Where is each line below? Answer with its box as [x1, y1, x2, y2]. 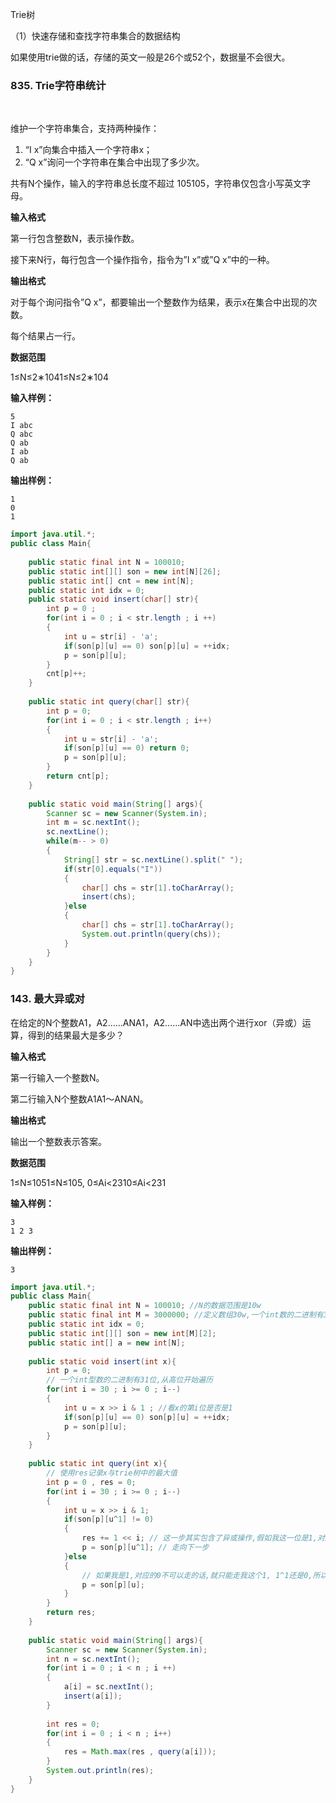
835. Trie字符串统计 [10, 78, 107, 92]
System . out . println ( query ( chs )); [81, 929, 222, 939]
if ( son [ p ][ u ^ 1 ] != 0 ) [63, 1514, 155, 1525]
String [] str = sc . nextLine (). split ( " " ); [63, 854, 244, 865]
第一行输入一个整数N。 [10, 1071, 105, 1083]
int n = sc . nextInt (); [46, 1654, 141, 1664]
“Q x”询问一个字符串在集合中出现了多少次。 [24, 156, 205, 168]
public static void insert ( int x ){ [28, 1356, 177, 1367]
